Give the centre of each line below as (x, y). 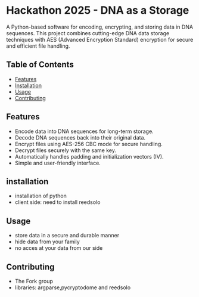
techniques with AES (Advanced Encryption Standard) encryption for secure (100, 39)
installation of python (41, 196)
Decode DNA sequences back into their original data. (80, 137)
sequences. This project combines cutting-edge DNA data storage (88, 33)
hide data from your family (47, 242)
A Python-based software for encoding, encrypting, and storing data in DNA (100, 27)
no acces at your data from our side (59, 248)
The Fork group (34, 281)
